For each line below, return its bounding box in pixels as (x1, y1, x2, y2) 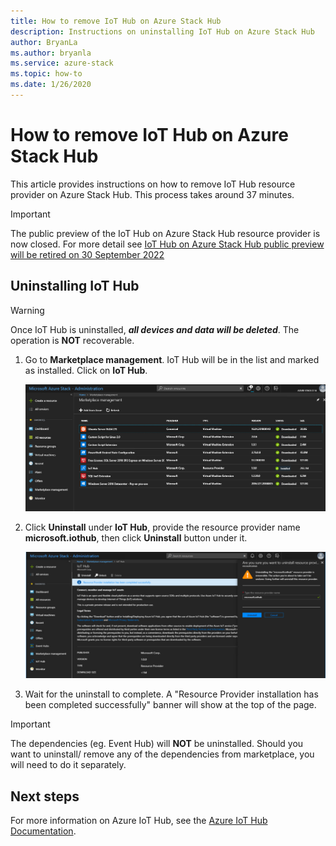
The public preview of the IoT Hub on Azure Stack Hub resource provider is (10, 227, 321, 239)
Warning (10, 304, 45, 316)
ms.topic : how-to (10, 69, 83, 79)
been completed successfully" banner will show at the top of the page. (24, 699, 317, 711)
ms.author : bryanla (10, 48, 92, 58)
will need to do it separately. (10, 759, 127, 771)
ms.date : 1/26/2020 (10, 80, 92, 90)
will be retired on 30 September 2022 (10, 248, 165, 260)
